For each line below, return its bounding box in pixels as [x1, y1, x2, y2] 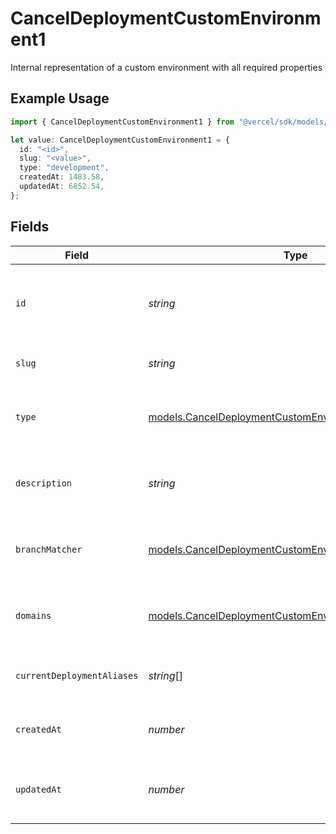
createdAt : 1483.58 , [19, 172, 105, 182]
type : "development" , [19, 163, 110, 173]
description [15, 477, 73, 489]
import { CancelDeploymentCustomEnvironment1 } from [10, 117, 235, 127]
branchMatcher [15, 543, 83, 555]
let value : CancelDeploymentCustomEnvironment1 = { [10, 135, 230, 145]
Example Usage [10, 90, 110, 107]
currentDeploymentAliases [15, 670, 139, 681]
